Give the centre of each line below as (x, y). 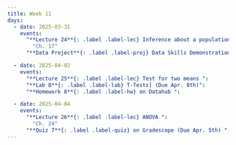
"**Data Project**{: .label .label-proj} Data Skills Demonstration (128, 53)
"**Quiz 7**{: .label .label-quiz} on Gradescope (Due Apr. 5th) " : (128, 130)
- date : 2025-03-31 (42, 27)
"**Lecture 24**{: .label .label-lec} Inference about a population (128, 40)
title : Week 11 (29, 14)
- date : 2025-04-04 (42, 104)
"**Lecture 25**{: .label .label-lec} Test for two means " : (117, 78)
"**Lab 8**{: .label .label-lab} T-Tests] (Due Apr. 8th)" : (116, 85)
